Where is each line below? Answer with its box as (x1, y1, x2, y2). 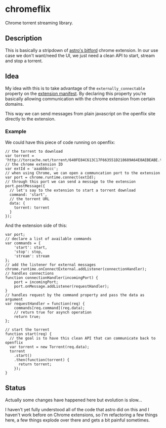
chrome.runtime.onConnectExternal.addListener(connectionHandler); (5, 266, 147, 271)
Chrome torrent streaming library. (5, 20, 73, 26)
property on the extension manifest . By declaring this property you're (5, 90, 146, 96)
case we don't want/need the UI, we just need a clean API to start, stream (5, 52, 155, 58)
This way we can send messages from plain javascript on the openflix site (5, 110, 156, 117)
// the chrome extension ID (5, 162, 63, 167)
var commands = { (5, 241, 41, 246)
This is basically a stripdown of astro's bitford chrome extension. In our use (5, 47, 159, 53)
